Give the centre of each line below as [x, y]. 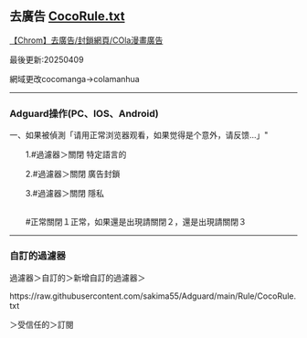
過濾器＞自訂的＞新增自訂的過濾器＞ [78, 278]
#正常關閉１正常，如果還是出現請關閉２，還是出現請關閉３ [136, 221]
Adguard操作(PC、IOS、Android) [84, 113]
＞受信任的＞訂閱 [42, 324]
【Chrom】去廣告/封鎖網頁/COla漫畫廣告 [86, 40]
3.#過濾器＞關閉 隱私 [65, 194]
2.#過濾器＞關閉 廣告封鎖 [73, 174]
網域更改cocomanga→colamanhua [74, 79]
